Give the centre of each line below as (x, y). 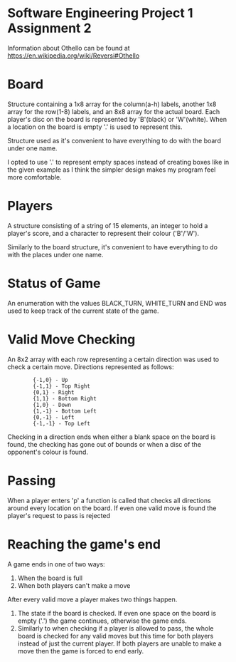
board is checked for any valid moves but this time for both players (116, 636)
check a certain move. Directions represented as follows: (91, 367)
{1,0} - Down (52, 405)
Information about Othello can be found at (69, 48)
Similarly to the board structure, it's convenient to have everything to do (113, 247)
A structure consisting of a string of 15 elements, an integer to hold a (108, 225)
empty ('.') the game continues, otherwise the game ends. (102, 621)
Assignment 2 (49, 28)
